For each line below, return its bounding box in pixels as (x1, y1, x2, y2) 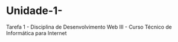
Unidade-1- (6, 4, 63, 17)
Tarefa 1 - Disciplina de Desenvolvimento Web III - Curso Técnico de (6, 23, 172, 30)
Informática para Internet (6, 29, 67, 36)
